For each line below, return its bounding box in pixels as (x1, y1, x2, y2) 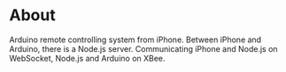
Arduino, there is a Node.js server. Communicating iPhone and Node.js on (9, 43, 278, 54)
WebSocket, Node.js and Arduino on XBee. (9, 53, 166, 63)
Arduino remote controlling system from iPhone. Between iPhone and (9, 34, 262, 45)
